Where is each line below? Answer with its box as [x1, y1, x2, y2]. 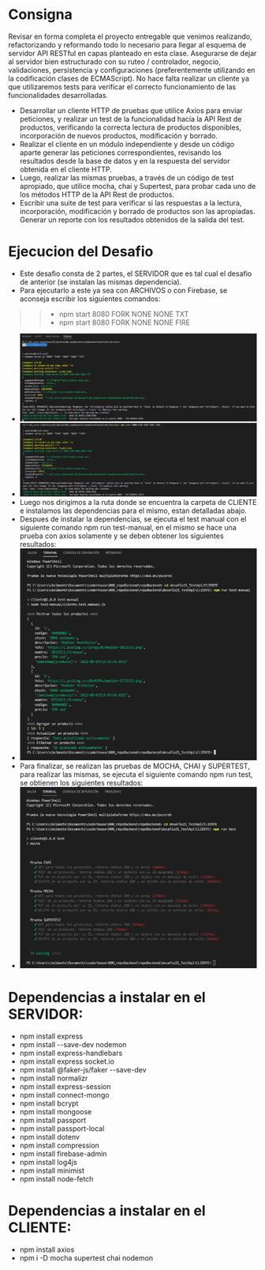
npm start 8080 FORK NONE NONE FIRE [58, 318, 191, 327]
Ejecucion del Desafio [8, 243, 154, 261]
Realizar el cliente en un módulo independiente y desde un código [19, 139, 235, 149]
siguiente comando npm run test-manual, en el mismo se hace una [19, 522, 237, 532]
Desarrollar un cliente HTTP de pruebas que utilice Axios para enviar [19, 105, 243, 115]
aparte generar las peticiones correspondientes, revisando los [19, 148, 222, 157]
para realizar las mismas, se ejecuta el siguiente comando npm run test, [19, 770, 253, 779]
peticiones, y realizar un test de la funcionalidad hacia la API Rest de [19, 114, 242, 123]
